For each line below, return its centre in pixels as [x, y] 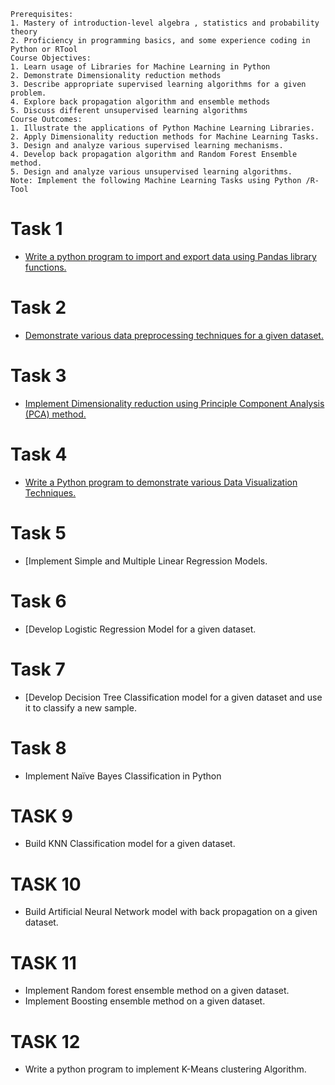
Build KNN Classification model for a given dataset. [130, 844]
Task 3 [38, 376]
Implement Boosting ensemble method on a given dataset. [145, 1001]
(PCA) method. [55, 414]
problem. [28, 93]
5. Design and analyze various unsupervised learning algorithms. [151, 172]
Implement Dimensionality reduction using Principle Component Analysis [174, 403]
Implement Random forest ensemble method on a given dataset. [157, 991]
